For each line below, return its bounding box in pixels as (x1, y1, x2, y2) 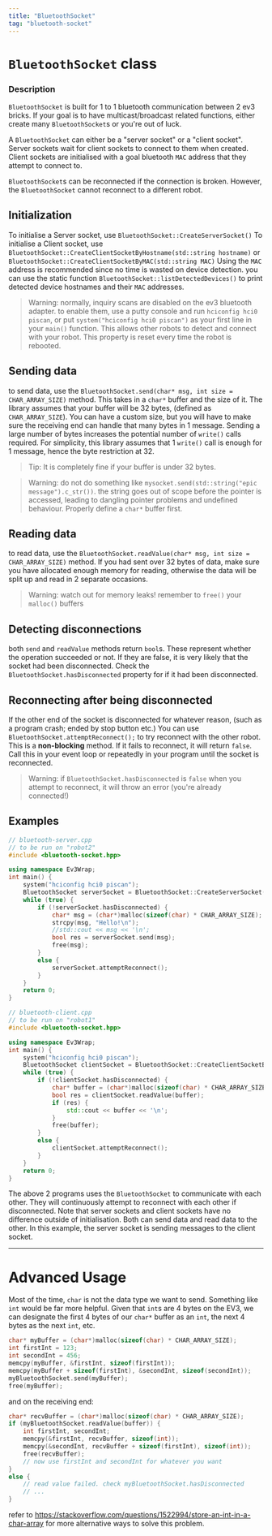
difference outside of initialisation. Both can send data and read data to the (8, 1215, 257, 1224)
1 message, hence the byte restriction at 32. (8, 446, 155, 455)
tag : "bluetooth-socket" (8, 19, 92, 28)
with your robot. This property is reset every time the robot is (28, 332, 232, 342)
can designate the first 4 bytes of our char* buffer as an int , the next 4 (8, 1312, 245, 1322)
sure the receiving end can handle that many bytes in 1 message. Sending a (8, 420, 261, 430)
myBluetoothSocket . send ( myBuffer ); (8, 1374, 129, 1383)
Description (8, 83, 56, 94)
